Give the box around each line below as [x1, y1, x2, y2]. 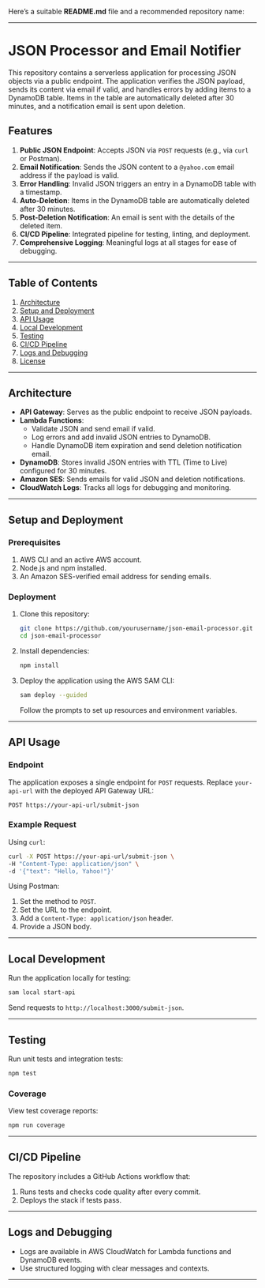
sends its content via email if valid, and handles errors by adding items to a [8, 85, 252, 94]
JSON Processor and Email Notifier [8, 42, 241, 60]
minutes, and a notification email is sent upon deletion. [8, 101, 185, 111]
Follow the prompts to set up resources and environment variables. [19, 705, 238, 714]
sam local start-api [8, 989, 77, 996]
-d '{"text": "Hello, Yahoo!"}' [8, 867, 114, 876]
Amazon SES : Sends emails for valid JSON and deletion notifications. [19, 474, 246, 484]
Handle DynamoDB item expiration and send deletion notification [31, 441, 242, 450]
